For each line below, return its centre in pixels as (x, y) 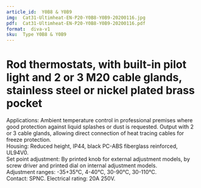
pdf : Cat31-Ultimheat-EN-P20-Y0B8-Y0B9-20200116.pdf (76, 23)
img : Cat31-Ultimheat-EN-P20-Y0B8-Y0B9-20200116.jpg (76, 18)
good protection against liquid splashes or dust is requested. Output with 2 (100, 127)
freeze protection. (29, 140)
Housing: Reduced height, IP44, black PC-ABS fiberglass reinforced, (92, 146)
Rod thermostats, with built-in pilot (97, 65)
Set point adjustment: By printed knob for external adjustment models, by (98, 159)
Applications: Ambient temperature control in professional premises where (100, 120)
